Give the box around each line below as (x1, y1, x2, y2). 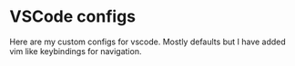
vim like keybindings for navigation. (9, 45, 142, 56)
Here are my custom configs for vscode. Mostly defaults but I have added (9, 36, 287, 47)
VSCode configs (9, 6, 137, 27)
